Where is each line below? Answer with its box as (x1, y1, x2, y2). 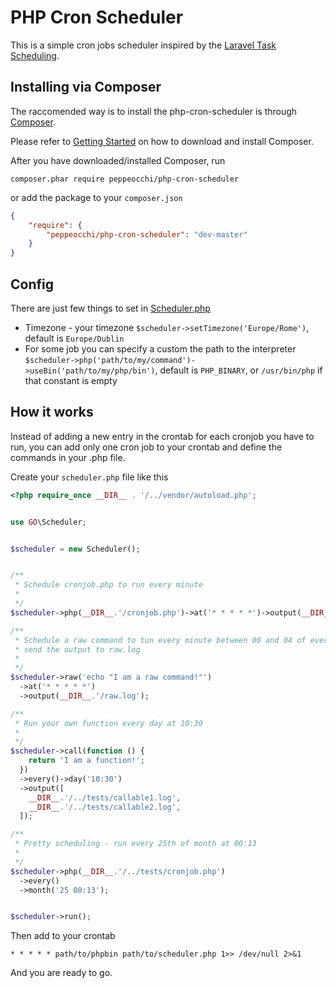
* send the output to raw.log (14, 644, 141, 655)
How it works (10, 404, 94, 421)
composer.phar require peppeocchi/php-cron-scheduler (10, 174, 240, 184)
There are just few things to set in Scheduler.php (10, 302, 211, 314)
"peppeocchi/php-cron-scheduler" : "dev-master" (46, 229, 248, 240)
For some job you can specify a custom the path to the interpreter (24, 342, 297, 355)
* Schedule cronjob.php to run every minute (14, 580, 203, 590)
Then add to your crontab (10, 930, 116, 942)
